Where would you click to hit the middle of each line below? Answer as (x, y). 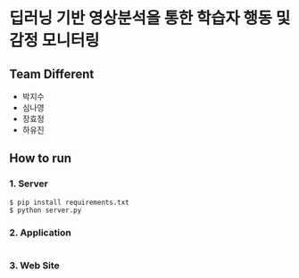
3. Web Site (34, 266)
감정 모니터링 (54, 41)
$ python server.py (46, 210)
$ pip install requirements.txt (69, 202)
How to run (41, 158)
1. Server (29, 184)
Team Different (52, 74)
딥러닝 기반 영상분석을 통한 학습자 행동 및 (150, 18)
